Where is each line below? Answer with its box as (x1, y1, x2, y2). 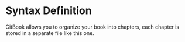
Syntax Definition (5, 4, 92, 17)
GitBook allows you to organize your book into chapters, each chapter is (5, 23, 180, 30)
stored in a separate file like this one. (5, 29, 94, 36)
